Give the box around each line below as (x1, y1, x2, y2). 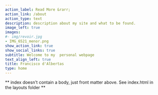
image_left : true (5, 25, 40, 30)
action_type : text (5, 16, 42, 21)
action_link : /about (5, 12, 47, 17)
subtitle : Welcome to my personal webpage (5, 52, 95, 57)
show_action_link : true (5, 43, 53, 48)
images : (5, 30, 21, 35)
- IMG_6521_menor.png (5, 39, 49, 44)
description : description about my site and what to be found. (5, 20, 136, 26)
